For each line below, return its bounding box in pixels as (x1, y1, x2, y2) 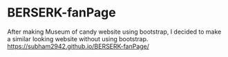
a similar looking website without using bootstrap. (7, 34, 149, 43)
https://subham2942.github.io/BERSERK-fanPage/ (7, 42, 150, 50)
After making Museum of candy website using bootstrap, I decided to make (7, 27, 222, 36)
